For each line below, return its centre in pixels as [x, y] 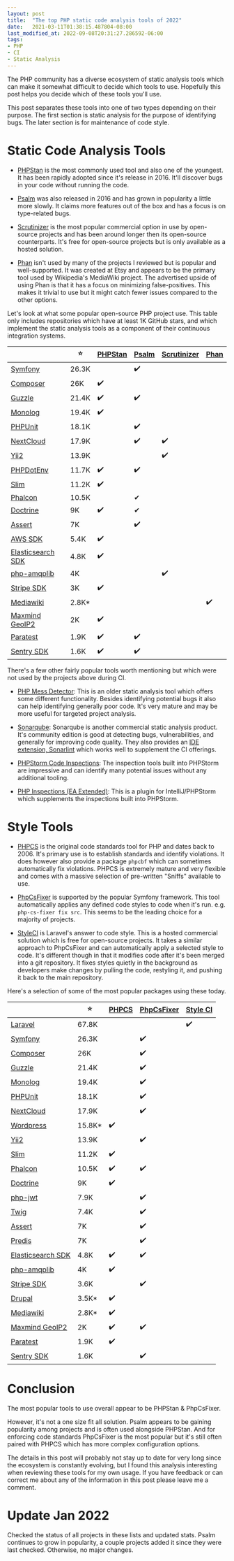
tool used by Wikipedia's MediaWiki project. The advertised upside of [117, 278]
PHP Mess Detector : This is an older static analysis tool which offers [115, 691]
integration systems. [37, 336]
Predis [21, 1241]
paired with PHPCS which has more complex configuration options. [104, 1444]
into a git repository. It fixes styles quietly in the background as [108, 963]
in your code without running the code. [73, 185]
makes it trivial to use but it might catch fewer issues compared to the [117, 292]
